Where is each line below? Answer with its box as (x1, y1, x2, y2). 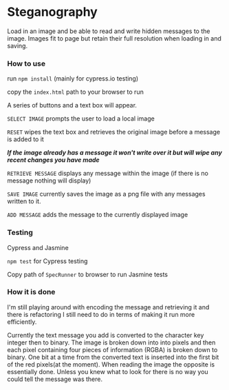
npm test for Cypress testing (7, 256, 88, 265)
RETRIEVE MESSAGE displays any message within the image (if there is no (7, 170, 208, 178)
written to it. (7, 197, 41, 205)
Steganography (7, 4, 98, 20)
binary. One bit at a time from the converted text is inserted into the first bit (7, 353, 219, 361)
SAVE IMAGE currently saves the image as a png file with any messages (7, 190, 206, 198)
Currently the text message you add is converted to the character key (7, 331, 204, 339)
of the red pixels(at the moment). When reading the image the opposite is (7, 360, 215, 369)
